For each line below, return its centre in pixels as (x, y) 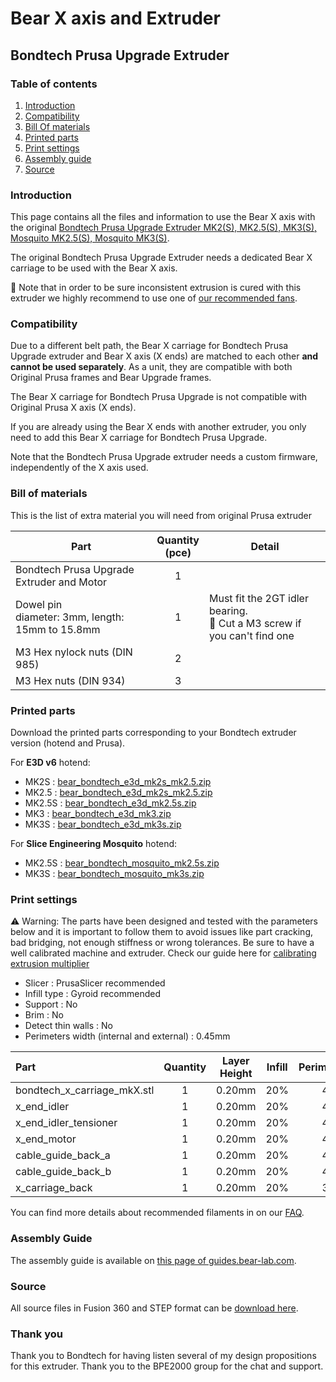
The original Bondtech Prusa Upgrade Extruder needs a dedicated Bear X (161, 258)
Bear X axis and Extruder (115, 18)
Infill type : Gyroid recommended (92, 994)
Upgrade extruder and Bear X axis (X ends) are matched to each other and (164, 356)
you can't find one (252, 635)
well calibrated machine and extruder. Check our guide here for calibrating (163, 953)
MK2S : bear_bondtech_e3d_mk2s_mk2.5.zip (118, 782)
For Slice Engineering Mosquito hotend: (94, 844)
